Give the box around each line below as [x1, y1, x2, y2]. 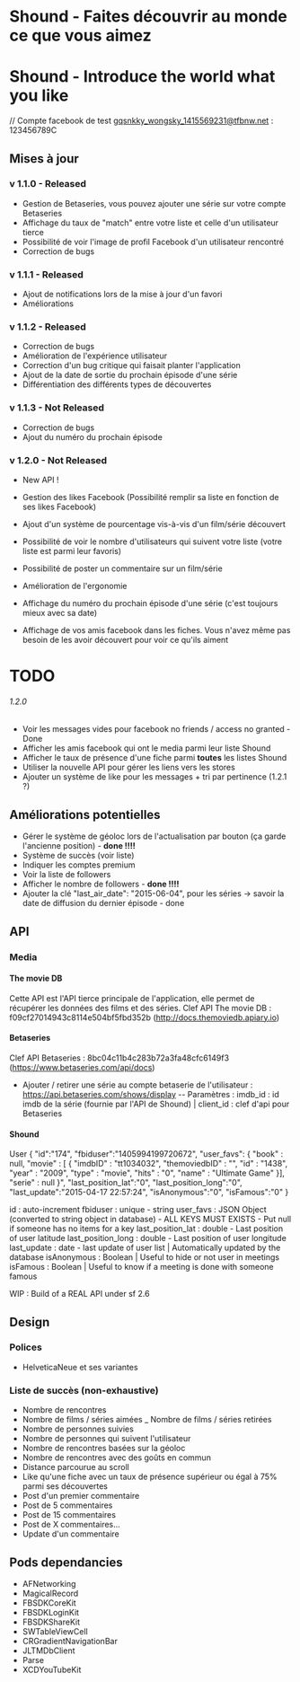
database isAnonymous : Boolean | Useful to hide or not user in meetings [9, 1252, 280, 1263]
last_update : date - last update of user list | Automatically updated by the [9, 1242, 281, 1254]
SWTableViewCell [22, 1625, 88, 1636]
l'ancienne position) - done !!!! [22, 841, 137, 851]
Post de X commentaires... [22, 1519, 121, 1530]
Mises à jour [9, 151, 79, 166]
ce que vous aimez [9, 25, 152, 46]
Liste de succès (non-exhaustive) [9, 1384, 159, 1396]
